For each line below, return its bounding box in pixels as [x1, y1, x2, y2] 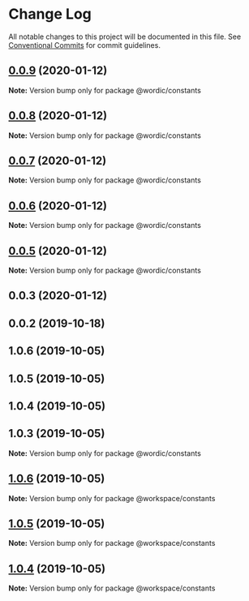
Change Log [8, 5, 92, 24]
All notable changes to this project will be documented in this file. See [8, 32, 242, 41]
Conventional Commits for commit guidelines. [8, 40, 161, 49]
